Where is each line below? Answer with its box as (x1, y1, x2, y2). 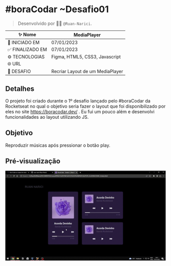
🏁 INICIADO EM (7, 39, 40, 45)
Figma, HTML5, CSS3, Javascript (51, 54, 121, 60)
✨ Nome (18, 31, 37, 38)
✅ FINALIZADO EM (7, 46, 47, 52)
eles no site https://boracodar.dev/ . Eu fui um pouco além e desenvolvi (5, 109, 155, 115)
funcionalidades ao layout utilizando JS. (5, 114, 89, 120)
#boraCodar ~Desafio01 (5, 4, 109, 15)
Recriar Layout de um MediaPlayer (51, 68, 123, 74)
